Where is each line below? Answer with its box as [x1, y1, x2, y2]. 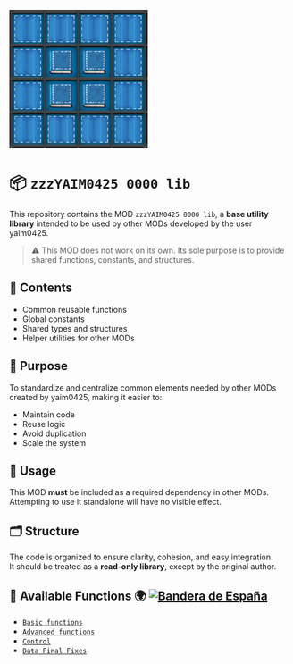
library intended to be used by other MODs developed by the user [9, 218, 253, 229]
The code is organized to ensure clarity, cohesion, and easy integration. [9, 551, 273, 563]
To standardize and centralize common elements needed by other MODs [9, 382, 277, 393]
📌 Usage [9, 463, 56, 478]
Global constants [21, 314, 85, 324]
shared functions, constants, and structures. [30, 254, 195, 265]
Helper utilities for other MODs [21, 332, 136, 343]
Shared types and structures [21, 323, 128, 333]
